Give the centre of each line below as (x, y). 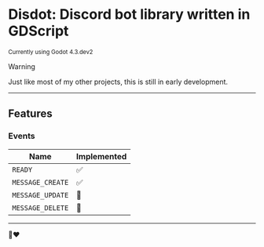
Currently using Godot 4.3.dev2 (51, 52)
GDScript (38, 31)
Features (30, 114)
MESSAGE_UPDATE (40, 195)
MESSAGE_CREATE (40, 182)
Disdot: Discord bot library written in (129, 15)
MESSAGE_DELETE (40, 208)
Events (22, 136)
